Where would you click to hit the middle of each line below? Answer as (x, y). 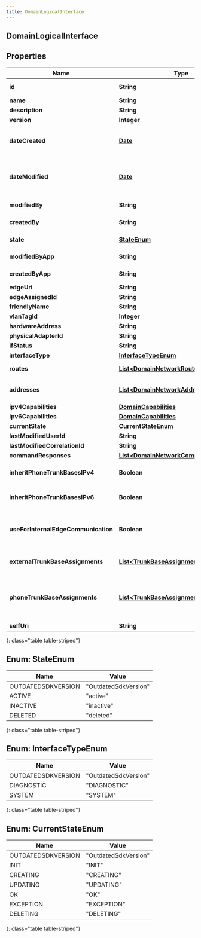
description (26, 110)
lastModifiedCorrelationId (47, 445)
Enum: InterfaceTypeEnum (57, 749)
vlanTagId (23, 316)
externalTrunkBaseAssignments (56, 561)
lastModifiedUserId (37, 436)
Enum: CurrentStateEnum (55, 829)
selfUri (19, 625)
